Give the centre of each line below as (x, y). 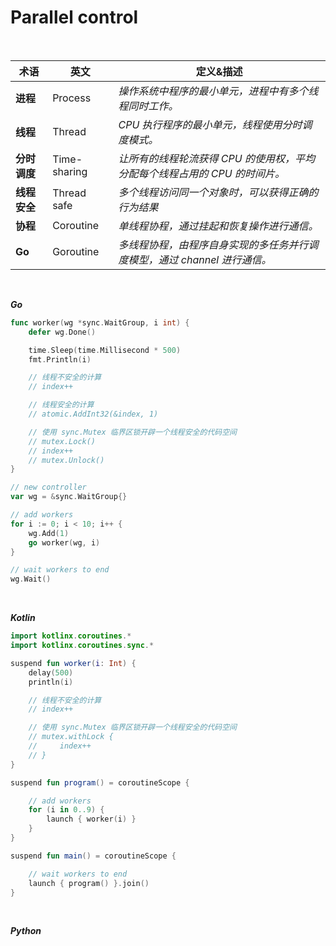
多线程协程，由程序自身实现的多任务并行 (213, 244)
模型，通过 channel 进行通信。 (200, 259)
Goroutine (76, 251)
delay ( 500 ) (51, 672)
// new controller (48, 487)
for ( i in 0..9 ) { (66, 810)
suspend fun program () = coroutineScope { (100, 782)
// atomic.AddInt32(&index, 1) (93, 414)
